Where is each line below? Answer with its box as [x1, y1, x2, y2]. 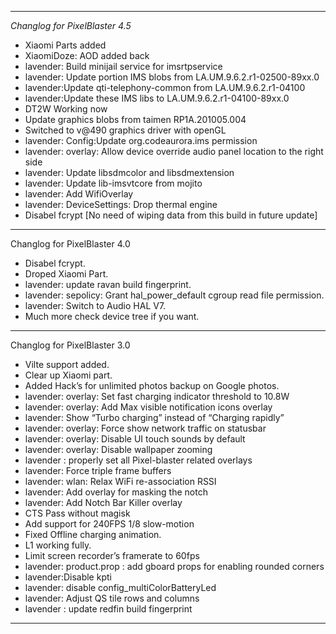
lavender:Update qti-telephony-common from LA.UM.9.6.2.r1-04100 [24, 82, 306, 93]
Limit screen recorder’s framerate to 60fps [24, 550, 200, 561]
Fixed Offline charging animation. [24, 529, 162, 540]
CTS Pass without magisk [24, 507, 131, 519]
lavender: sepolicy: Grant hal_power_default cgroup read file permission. [24, 289, 325, 301]
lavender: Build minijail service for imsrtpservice [24, 61, 223, 72]
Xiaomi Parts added [24, 39, 107, 51]
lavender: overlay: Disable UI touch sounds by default [24, 433, 246, 445]
